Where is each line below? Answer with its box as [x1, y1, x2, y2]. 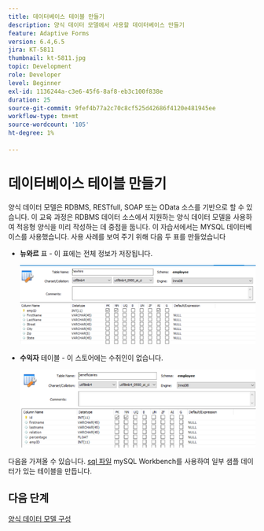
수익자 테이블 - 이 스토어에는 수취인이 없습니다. [19, 353, 163, 362]
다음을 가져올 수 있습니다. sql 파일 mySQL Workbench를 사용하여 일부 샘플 [8, 456, 240, 466]
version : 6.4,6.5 [8, 38, 65, 46]
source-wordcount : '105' [8, 121, 90, 129]
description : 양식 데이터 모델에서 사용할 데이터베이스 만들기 [8, 20, 185, 29]
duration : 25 [8, 95, 51, 104]
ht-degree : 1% [8, 129, 55, 137]
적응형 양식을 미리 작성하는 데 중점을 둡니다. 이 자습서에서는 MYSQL [16, 221, 225, 232]
